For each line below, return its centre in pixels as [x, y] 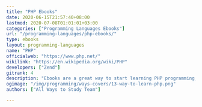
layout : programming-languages [45, 45]
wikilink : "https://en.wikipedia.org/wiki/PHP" [67, 62]
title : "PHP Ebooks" [32, 12]
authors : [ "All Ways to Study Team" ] [54, 90]
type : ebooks [23, 39]
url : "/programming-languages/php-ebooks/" [62, 34]
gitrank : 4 [20, 73]
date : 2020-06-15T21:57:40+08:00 [48, 17]
